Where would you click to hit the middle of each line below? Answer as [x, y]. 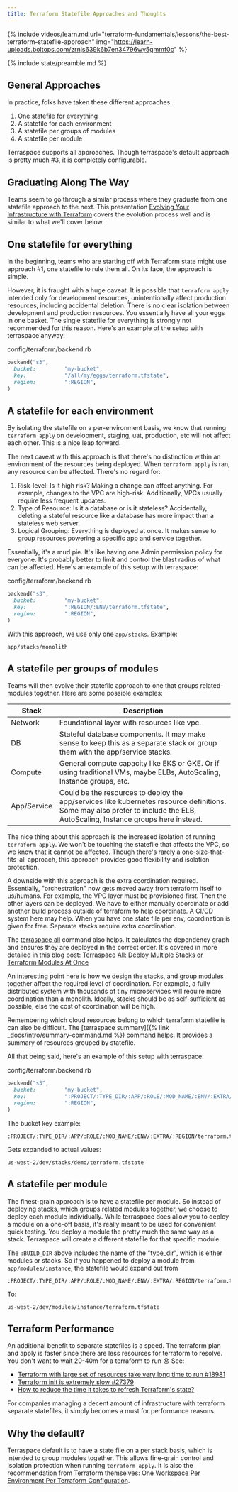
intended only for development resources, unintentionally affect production [117, 298]
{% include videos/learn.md [48, 34]
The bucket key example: [44, 1123]
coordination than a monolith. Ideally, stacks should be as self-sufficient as [117, 999]
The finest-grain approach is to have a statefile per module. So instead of [114, 1201]
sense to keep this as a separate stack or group [138, 743]
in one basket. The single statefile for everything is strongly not [100, 321]
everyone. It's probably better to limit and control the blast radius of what [114, 560]
